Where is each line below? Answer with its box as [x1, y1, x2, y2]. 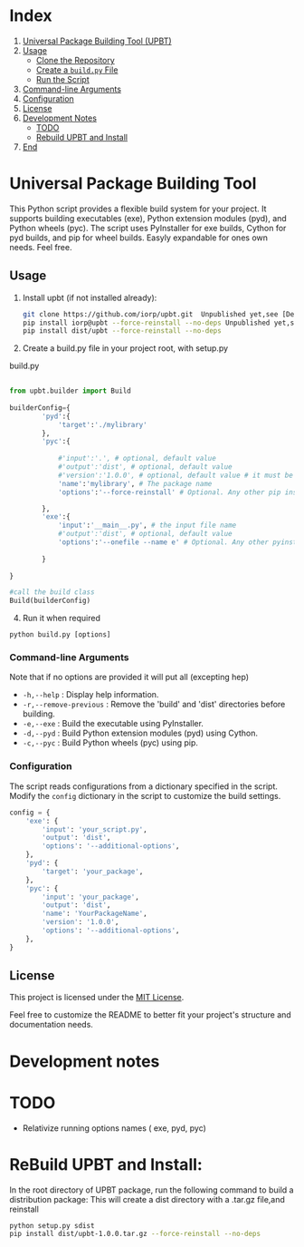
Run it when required [22, 613, 101, 624]
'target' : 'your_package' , [42, 867, 144, 876]
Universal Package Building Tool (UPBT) [22, 35, 172, 46]
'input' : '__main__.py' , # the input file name [57, 521, 237, 531]
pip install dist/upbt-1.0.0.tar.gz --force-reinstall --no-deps [9, 1230, 261, 1239]
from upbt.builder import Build [9, 386, 131, 395]
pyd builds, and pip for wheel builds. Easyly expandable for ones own [9, 232, 269, 243]
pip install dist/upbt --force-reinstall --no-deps [22, 326, 222, 336]
